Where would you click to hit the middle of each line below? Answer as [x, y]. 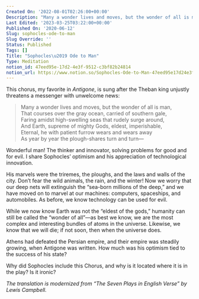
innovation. [20, 163]
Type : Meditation [28, 61]
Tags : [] [17, 51]
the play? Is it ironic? [31, 272]
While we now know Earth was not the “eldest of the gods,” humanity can [96, 211]
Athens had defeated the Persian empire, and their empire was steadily [93, 242]
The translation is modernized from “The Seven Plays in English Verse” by [97, 284]
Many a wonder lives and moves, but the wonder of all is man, [96, 107]
